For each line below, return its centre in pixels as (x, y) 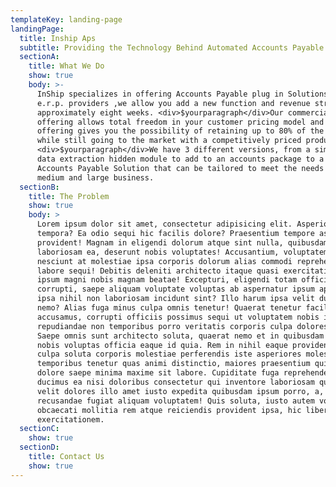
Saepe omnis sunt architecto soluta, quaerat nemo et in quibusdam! (182, 336)
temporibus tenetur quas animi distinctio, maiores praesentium (173, 364)
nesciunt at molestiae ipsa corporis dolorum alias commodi (164, 261)
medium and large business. (95, 177)
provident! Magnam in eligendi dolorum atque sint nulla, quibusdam (182, 242)
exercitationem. (70, 419)
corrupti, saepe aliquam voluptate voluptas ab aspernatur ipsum (175, 289)
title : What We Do (66, 66)
